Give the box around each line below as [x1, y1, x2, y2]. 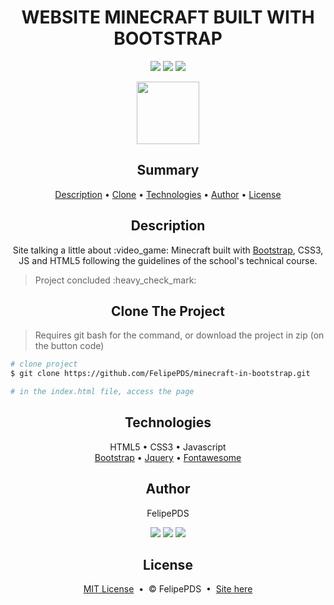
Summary [136, 162, 200, 179]
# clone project [10, 359, 78, 370]
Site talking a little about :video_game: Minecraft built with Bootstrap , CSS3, [12, 244, 324, 256]
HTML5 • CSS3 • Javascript [109, 441, 227, 453]
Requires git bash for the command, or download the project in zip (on [34, 329, 325, 341]
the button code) [34, 340, 105, 352]
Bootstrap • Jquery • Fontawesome [94, 451, 242, 463]
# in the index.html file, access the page [10, 387, 195, 397]
